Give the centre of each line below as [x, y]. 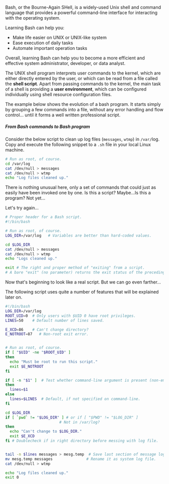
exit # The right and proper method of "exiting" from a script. [75, 268]
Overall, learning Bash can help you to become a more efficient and [75, 58]
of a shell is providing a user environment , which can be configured [76, 89]
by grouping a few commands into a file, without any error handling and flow [84, 110]
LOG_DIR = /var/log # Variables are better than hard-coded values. [78, 235]
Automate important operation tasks [50, 48]
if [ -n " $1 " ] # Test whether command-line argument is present [76, 380]
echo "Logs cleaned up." [31, 259]
